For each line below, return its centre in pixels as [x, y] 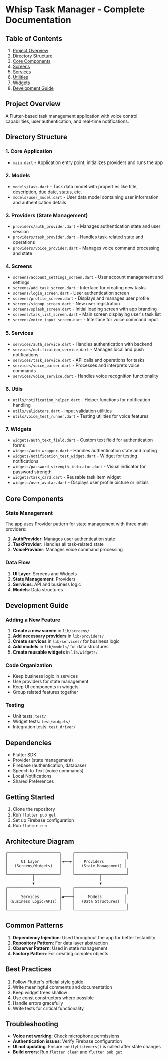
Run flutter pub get [34, 815]
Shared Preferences [33, 781]
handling [22, 405]
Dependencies [28, 742]
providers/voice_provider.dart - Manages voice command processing [86, 248]
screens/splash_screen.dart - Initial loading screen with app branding [85, 309]
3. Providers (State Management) [47, 215]
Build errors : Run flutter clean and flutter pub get [67, 1052]
